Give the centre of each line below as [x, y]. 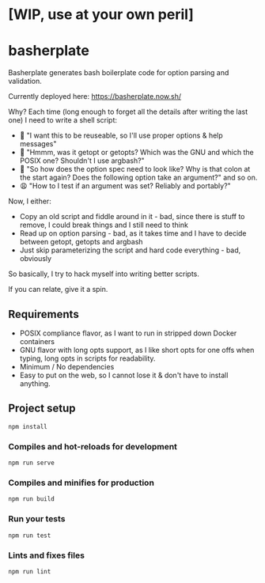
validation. [25, 81]
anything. [35, 383]
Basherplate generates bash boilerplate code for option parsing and [119, 73]
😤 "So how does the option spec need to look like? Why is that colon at [135, 169]
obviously [36, 259]
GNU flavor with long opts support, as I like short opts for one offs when [137, 350]
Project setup [42, 409]
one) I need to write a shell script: [62, 120]
